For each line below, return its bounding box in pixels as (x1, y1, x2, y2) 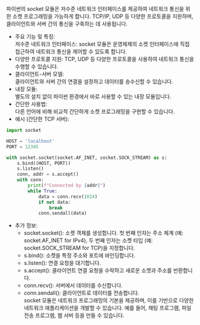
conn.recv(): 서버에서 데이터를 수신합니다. (23, 282, 123, 289)
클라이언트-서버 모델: (14, 71, 65, 77)
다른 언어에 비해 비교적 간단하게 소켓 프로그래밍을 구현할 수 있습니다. (14, 108, 175, 115)
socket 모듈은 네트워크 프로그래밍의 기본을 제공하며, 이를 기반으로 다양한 (23, 297, 194, 304)
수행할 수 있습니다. (14, 63, 59, 70)
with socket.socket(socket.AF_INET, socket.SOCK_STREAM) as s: (6, 155, 168, 161)
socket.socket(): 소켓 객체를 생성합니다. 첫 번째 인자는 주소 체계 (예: (23, 230, 184, 237)
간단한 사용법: (14, 101, 48, 107)
